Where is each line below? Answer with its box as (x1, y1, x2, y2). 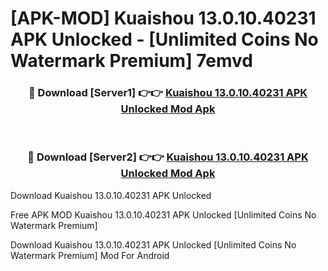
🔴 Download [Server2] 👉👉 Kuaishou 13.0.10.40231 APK (27, 150, 309, 164)
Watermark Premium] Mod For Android (10, 249, 170, 261)
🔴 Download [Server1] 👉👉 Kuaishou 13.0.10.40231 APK (28, 86, 308, 100)
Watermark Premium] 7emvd (10, 50, 253, 72)
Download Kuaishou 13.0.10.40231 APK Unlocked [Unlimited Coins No (10, 238, 297, 251)
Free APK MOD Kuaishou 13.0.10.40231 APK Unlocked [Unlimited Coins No (10, 208, 317, 221)
